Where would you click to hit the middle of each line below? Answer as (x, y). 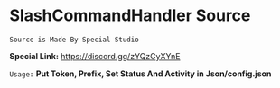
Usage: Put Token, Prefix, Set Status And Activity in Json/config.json (140, 74)
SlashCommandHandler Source (130, 16)
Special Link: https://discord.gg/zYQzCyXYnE (95, 56)
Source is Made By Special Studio (75, 40)
